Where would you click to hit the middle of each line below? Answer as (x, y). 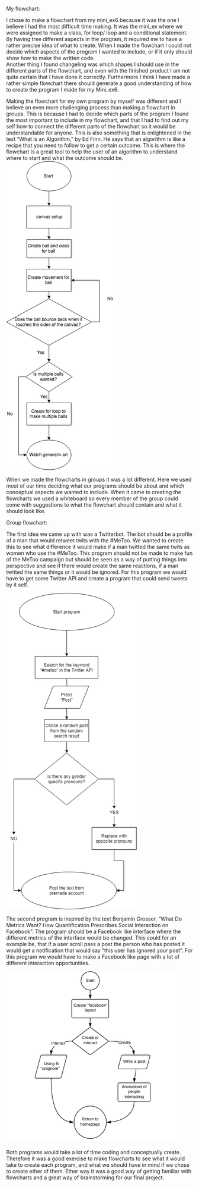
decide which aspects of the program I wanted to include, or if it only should (99, 52)
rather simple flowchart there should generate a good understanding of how (99, 83)
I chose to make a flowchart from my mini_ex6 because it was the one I (93, 20)
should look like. (26, 511)
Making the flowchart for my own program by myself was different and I (94, 101)
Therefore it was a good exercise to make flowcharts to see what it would (96, 1158)
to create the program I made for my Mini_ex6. (62, 90)
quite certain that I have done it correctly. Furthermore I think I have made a (98, 77)
